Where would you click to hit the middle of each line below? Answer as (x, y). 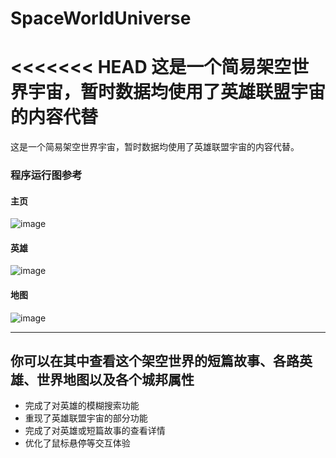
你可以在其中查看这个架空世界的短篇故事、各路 (155, 361)
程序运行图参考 (46, 175)
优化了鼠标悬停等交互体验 (77, 443)
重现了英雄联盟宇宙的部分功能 (86, 418)
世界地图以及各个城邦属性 (115, 380)
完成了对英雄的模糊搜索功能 (82, 406)
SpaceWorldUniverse (101, 18)
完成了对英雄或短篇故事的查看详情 (95, 431)
